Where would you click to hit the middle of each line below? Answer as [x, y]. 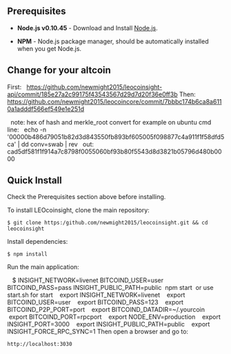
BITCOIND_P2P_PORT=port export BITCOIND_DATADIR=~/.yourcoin [106, 310]
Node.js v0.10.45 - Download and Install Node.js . [88, 28]
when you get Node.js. [49, 48]
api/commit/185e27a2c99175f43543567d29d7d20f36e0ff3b [92, 94]
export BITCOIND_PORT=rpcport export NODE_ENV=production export [114, 317]
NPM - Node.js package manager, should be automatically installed [113, 41]
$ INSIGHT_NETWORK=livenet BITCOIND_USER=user [88, 280]
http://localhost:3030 [40, 344]
